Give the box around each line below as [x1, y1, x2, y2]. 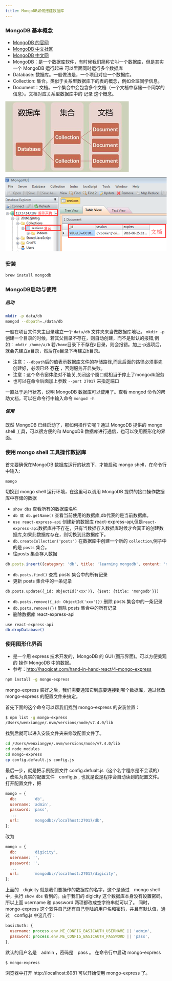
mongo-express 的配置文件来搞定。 [5, 693, 81, 699]
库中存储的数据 [5, 495, 37, 501]
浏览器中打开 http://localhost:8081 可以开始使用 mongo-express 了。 [5, 970, 150, 976]
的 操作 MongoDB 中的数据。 [12, 659, 74, 666]
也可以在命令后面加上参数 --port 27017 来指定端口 [12, 378, 119, 384]
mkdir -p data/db [5, 313, 42, 318]
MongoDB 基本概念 [5, 27, 53, 34]
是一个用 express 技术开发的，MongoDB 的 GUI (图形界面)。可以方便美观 [12, 653, 167, 659]
